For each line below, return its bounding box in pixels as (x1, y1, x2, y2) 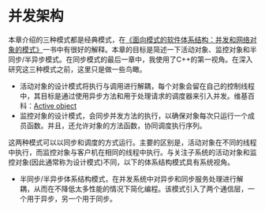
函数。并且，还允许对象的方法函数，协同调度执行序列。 (26, 120, 207, 130)
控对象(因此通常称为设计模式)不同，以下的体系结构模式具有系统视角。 (8, 157, 235, 167)
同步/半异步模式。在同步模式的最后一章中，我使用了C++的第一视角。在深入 (8, 55, 253, 64)
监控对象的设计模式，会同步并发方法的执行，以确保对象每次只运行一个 (19, 111, 248, 120)
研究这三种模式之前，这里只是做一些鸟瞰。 (8, 64, 147, 73)
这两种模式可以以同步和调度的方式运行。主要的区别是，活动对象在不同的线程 (8, 138, 257, 147)
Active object (33, 100, 77, 111)
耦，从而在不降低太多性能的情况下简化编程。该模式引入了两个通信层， (19, 183, 248, 194)
